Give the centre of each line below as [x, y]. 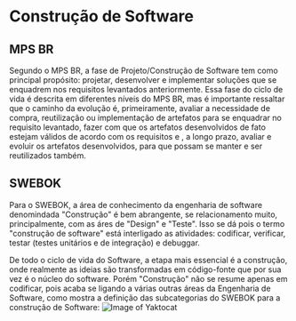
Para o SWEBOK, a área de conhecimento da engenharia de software [136, 205]
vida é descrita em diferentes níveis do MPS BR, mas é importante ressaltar [147, 99]
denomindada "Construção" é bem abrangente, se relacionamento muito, [144, 214]
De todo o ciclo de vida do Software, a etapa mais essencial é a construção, [148, 260]
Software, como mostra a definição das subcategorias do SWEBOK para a [145, 297]
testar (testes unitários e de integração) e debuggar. [104, 243]
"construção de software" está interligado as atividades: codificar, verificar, [148, 233]
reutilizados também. [48, 156]
